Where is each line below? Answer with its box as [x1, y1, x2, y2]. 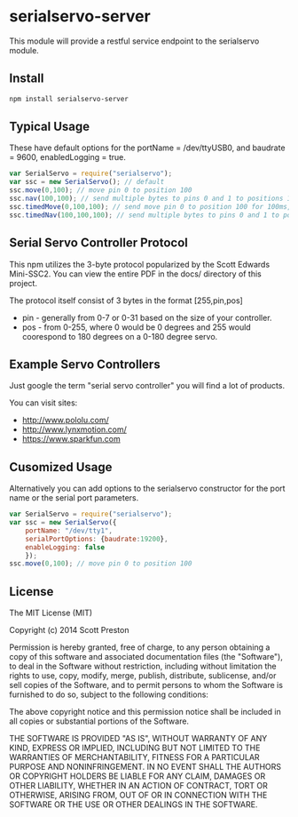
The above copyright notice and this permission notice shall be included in [9, 707, 281, 717]
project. [9, 277, 38, 288]
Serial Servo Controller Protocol [9, 236, 188, 251]
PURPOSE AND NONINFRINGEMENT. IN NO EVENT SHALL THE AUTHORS [9, 762, 282, 773]
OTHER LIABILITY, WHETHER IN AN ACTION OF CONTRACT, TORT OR [9, 781, 268, 791]
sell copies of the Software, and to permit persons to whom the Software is [9, 680, 284, 691]
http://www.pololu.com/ [21, 415, 109, 426]
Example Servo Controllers [9, 356, 161, 372]
